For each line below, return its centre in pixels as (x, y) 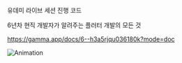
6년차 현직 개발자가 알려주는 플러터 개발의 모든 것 (74, 25)
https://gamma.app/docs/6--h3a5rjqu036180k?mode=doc (91, 39)
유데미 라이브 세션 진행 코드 (45, 10)
